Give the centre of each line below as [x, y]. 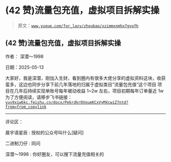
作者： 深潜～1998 [24, 56]
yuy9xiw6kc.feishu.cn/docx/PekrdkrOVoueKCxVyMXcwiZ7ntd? [67, 102]
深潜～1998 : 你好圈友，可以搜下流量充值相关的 [55, 154]
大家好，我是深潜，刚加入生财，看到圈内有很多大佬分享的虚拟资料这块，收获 [85, 78]
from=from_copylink [26, 107]
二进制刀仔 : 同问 [23, 143]
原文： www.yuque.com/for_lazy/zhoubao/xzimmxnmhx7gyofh [78, 25]
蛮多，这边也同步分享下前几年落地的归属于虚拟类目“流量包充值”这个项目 [81, 84]
